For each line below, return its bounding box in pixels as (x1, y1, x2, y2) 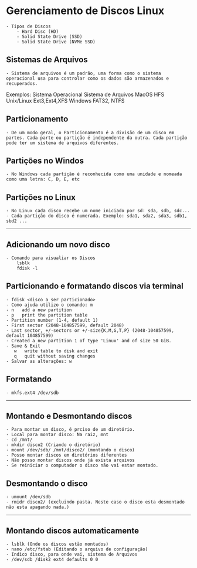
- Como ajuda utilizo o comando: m (6, 302, 93, 308)
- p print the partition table (6, 312, 88, 318)
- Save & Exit (6, 343, 41, 349)
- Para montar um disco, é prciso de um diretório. (6, 427, 135, 433)
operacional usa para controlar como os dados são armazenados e (6, 75, 169, 81)
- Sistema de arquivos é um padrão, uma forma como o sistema (6, 70, 161, 76)
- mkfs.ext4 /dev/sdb (6, 390, 59, 396)
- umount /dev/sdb (6, 494, 51, 500)
